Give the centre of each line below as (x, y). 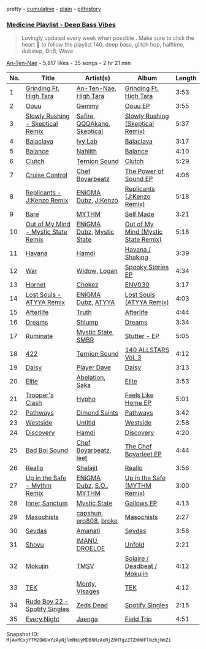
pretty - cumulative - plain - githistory (54, 9)
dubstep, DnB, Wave (47, 51)
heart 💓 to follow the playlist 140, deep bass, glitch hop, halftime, (103, 45)
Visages (88, 591)
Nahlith (86, 152)
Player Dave (94, 367)
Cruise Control (46, 175)
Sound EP (139, 179)
